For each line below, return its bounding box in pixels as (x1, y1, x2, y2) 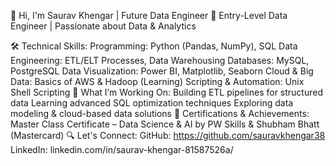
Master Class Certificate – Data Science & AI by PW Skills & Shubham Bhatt (10, 118, 320, 130)
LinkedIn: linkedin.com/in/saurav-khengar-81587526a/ (10, 144, 234, 155)
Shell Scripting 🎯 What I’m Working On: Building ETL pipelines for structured (10, 86, 323, 98)
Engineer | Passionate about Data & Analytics (10, 20, 197, 32)
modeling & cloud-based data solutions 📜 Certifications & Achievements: (10, 108, 310, 119)
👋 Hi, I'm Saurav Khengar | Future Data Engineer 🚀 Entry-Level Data (10, 10, 288, 21)
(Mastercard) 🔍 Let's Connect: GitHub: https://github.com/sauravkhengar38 (10, 130, 326, 141)
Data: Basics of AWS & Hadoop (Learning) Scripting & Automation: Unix (10, 76, 305, 87)
